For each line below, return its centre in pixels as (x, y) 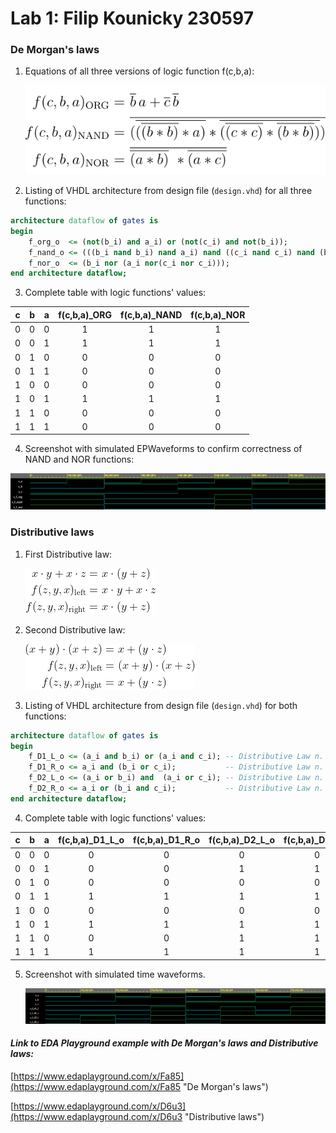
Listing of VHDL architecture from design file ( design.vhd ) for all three (168, 191)
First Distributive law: (68, 554)
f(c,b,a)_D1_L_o (91, 840)
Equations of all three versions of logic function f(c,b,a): (139, 71)
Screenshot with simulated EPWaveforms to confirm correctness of (163, 449)
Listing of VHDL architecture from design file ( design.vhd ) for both (161, 705)
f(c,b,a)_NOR (218, 314)
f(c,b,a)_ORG (85, 314)
